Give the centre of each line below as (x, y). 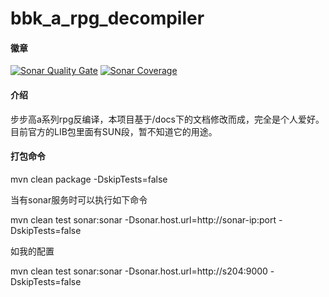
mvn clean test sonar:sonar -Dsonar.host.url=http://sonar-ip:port (143, 219)
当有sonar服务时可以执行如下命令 (79, 199)
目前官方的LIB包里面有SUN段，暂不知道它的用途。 (114, 131)
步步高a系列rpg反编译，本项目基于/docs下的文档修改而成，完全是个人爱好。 (167, 119)
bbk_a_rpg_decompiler (107, 18)
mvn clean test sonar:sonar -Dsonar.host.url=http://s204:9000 (139, 271)
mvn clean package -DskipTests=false (89, 179)
